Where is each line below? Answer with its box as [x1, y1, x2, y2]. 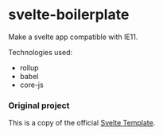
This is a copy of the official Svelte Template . [8, 118, 156, 128]
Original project [8, 100, 70, 111]
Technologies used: [8, 47, 73, 57]
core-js [19, 80, 44, 89]
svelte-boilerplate [8, 6, 130, 24]
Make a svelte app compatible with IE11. [8, 32, 138, 42]
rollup [19, 62, 39, 73]
